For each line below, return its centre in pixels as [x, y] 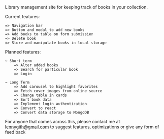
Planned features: [23, 52]
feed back [15, 132]
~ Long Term [17, 83]
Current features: [23, 16]
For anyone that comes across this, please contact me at [63, 122]
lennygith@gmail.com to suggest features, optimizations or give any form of [82, 127]
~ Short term [18, 61]
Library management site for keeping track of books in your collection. [76, 7]
